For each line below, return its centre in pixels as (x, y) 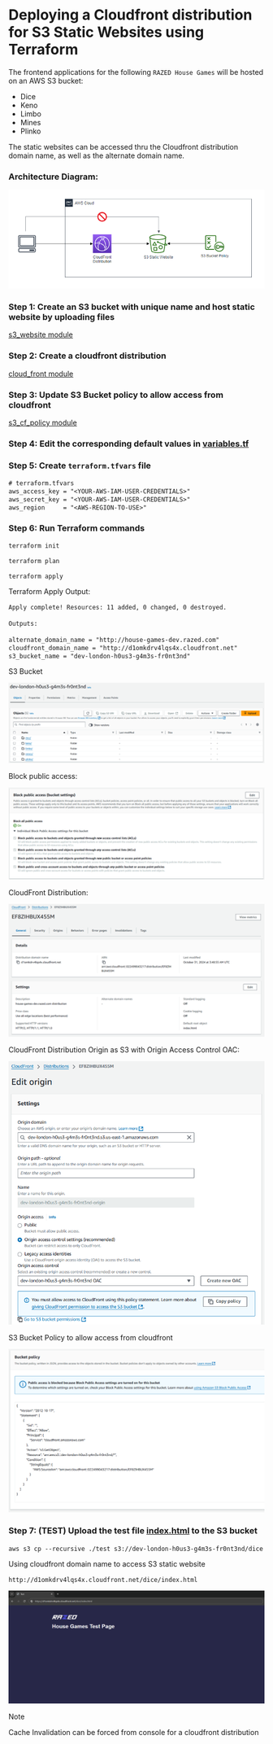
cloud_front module (41, 374)
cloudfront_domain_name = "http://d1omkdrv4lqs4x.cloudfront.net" (123, 649)
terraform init (34, 546)
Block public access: (43, 776)
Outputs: (23, 624)
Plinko (30, 131)
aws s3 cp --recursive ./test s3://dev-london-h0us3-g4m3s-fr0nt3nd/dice (136, 1549)
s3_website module (41, 334)
